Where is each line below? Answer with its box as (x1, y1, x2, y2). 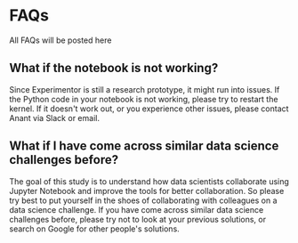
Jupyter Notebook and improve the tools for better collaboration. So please (9, 185, 285, 196)
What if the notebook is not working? (9, 61, 219, 76)
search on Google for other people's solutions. (9, 223, 180, 234)
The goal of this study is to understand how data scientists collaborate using (9, 175, 289, 187)
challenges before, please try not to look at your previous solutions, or (9, 214, 267, 224)
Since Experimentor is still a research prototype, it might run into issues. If (9, 84, 280, 94)
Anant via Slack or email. (9, 112, 101, 123)
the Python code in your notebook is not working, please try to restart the (9, 93, 278, 104)
